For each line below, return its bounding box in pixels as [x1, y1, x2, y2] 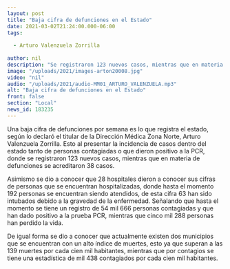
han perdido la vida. [7, 218, 63, 227]
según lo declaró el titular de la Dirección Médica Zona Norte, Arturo [7, 132, 201, 140]
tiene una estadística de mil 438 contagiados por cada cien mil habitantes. [7, 254, 218, 262]
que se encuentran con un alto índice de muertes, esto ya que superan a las [7, 239, 223, 248]
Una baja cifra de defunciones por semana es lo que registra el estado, [7, 125, 209, 133]
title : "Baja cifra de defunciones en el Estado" [7, 17, 153, 23]
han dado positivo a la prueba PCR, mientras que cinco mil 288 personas [7, 211, 214, 219]
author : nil [7, 55, 41, 62]
